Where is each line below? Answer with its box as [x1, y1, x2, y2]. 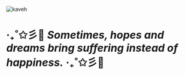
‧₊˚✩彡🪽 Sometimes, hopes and [6, 29, 165, 42]
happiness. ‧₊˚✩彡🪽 [6, 56, 105, 70]
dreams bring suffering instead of [6, 42, 178, 55]
